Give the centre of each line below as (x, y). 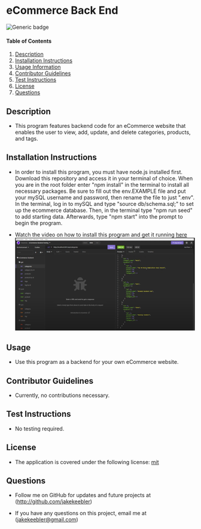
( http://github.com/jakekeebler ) (54, 501)
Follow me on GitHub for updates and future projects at (83, 495)
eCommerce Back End (62, 11)
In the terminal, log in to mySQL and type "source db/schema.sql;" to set (104, 204)
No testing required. (39, 428)
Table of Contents (29, 41)
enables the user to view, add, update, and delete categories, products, (103, 132)
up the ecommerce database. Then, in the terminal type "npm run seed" (103, 210)
